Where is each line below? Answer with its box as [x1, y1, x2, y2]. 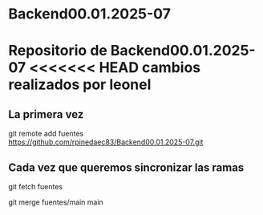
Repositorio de [8, 42, 108, 60]
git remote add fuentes [8, 129, 84, 139]
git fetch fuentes [8, 182, 63, 191]
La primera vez [8, 107, 84, 121]
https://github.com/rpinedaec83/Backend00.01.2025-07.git [8, 137, 204, 147]
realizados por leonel [8, 75, 152, 94]
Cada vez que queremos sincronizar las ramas [8, 160, 245, 174]
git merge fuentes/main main [8, 197, 104, 207]
